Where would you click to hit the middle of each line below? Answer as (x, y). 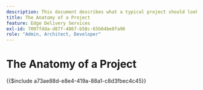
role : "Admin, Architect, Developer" (54, 34)
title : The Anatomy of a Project (48, 18)
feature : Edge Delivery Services (48, 23)
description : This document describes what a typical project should (96, 12)
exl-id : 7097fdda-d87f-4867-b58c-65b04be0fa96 (66, 29)
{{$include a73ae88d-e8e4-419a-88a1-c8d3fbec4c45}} (76, 81)
